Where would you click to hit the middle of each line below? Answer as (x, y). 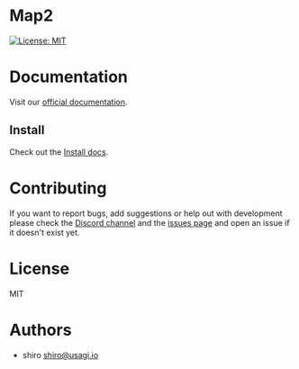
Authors (41, 330)
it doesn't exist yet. (45, 232)
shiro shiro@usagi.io (60, 355)
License (40, 269)
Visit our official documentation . (68, 102)
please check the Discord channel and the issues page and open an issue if (149, 222)
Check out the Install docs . (59, 152)
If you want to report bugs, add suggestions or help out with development (146, 213)
